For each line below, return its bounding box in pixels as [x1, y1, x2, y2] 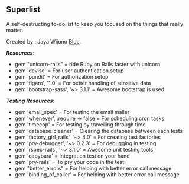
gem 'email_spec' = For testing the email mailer [14, 108, 130, 115]
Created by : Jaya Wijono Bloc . [6, 38, 82, 45]
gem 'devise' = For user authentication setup [14, 67, 124, 74]
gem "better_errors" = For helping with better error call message [14, 165, 172, 172]
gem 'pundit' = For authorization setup [14, 73, 109, 80]
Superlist [6, 5, 41, 15]
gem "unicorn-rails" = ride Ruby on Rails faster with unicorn [14, 61, 161, 68]
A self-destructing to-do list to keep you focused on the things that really [6, 20, 184, 27]
